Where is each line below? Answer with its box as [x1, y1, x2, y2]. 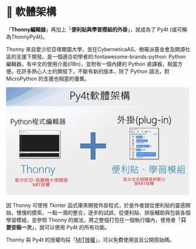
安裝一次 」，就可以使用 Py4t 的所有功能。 [11, 224, 110, 231]
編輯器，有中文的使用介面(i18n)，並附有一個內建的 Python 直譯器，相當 [6, 60, 178, 68]
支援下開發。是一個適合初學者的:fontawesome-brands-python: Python [16, 53, 186, 60]
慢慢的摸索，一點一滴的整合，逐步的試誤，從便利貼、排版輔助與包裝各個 [16, 209, 191, 216]
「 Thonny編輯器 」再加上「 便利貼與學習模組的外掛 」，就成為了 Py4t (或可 [6, 26, 183, 33]
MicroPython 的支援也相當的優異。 [6, 75, 90, 82]
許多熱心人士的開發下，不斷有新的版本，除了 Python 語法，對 [21, 68, 170, 75]
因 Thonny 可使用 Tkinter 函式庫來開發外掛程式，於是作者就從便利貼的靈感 [6, 201, 185, 208]
